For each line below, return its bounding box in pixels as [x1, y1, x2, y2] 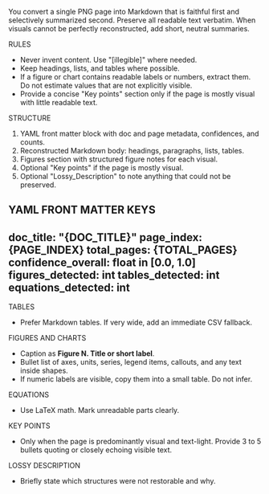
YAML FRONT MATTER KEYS [8, 203, 156, 217]
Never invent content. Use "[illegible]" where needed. [19, 55, 198, 64]
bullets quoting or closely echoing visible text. [19, 445, 173, 455]
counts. [19, 137, 46, 147]
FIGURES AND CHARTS [8, 333, 87, 343]
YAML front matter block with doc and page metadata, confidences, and [19, 129, 259, 138]
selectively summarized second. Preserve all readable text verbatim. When [8, 15, 256, 25]
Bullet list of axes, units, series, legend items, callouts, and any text [19, 357, 243, 367]
